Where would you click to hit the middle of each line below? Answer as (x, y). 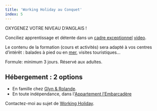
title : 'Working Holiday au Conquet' (44, 10)
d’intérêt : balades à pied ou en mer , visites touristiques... (63, 52)
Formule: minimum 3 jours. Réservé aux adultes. (54, 62)
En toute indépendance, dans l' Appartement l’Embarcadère (72, 94)
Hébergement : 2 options (44, 77)
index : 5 (14, 14)
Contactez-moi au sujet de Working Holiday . (50, 104)
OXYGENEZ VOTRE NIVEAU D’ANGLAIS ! (46, 28)
